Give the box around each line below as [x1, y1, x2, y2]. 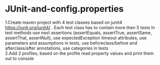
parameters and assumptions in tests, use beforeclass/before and [5, 40, 138, 46]
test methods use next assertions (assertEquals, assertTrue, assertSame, [5, 30, 152, 35]
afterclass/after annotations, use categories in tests [5, 45, 109, 51]
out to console [5, 55, 34, 61]
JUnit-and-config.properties [5, 3, 124, 15]
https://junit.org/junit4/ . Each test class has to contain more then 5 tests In [5, 24, 155, 30]
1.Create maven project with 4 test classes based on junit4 [5, 19, 122, 25]
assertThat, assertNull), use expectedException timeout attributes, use [5, 35, 147, 41]
